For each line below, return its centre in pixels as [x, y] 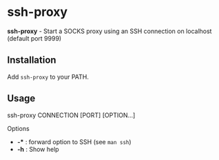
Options [18, 128]
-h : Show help [38, 149]
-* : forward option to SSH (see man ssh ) [74, 141]
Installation [32, 60]
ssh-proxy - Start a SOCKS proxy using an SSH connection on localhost [109, 31]
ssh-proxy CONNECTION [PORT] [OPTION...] [71, 115]
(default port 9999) [34, 38]
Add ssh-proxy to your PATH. [48, 77]
